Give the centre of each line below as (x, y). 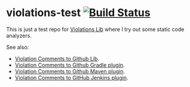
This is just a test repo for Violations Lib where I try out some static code (95, 29)
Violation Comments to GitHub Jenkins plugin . (71, 77)
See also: (18, 47)
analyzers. (19, 35)
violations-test (44, 13)
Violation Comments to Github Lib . (57, 58)
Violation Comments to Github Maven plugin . (70, 71)
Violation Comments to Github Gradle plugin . (70, 65)
